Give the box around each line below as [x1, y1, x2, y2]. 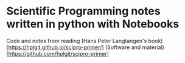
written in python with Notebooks [6, 17, 180, 31]
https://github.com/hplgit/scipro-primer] [8, 50, 110, 57]
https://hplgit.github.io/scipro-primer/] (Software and [8, 44, 141, 51]
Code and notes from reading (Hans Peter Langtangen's [6, 37, 147, 44]
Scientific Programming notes [6, 4, 161, 18]
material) [142, 44, 164, 51]
